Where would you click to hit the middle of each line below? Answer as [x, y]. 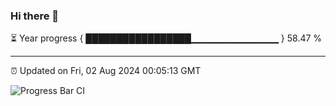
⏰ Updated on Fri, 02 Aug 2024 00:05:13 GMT [106, 71]
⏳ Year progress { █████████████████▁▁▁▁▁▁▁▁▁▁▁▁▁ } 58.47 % [166, 38]
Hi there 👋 [35, 16]
